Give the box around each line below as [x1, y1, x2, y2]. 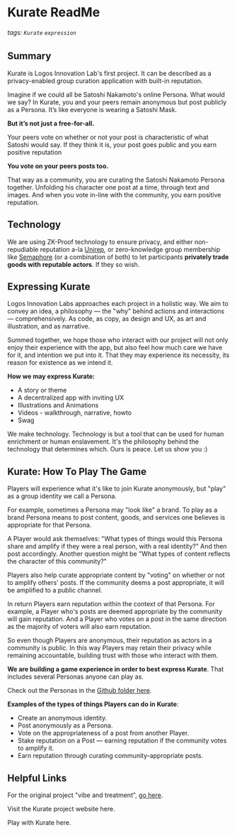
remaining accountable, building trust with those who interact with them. [7, 651, 219, 660]
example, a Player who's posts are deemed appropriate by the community [7, 608, 223, 616]
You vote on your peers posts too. [7, 161, 109, 170]
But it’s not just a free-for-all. [7, 119, 95, 128]
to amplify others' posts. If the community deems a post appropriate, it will [7, 578, 224, 587]
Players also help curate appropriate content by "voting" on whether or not [7, 571, 225, 579]
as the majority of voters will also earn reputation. [7, 622, 152, 631]
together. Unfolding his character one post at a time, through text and [7, 182, 210, 192]
